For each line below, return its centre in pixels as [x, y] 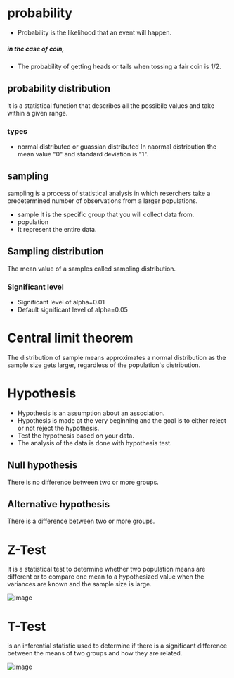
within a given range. [38, 113]
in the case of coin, [36, 49]
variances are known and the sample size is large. [80, 584]
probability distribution [59, 88]
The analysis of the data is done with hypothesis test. [95, 443]
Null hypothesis [43, 466]
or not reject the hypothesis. [58, 428]
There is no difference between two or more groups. [83, 482]
